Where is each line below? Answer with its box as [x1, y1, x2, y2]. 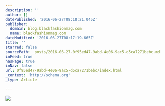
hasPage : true [5, 59, 35, 64]
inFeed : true [5, 54, 33, 59]
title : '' [5, 40, 26, 45]
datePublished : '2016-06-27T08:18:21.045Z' [5, 17, 98, 22]
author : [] [5, 12, 28, 17]
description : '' [5, 7, 39, 13]
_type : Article [5, 77, 37, 82]
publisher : [5, 21, 28, 27]
